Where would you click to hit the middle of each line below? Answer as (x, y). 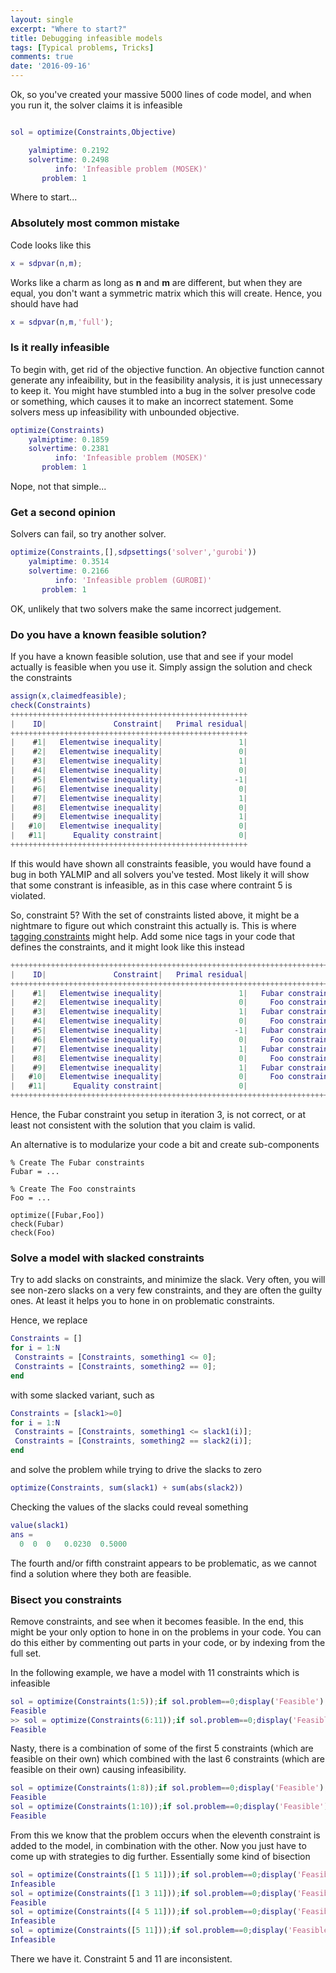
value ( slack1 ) (40, 1525)
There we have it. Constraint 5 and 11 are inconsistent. (121, 1958)
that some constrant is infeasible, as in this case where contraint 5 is (151, 885)
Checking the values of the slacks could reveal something (129, 1507)
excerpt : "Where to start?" (69, 29)
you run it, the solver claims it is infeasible (96, 105)
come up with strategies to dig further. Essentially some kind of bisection (160, 1856)
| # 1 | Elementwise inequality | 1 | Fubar (147, 993)
